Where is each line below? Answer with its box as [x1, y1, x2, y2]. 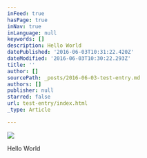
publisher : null [7, 87, 54, 94]
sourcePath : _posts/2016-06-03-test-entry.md [7, 74, 140, 81]
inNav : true [7, 23, 41, 30]
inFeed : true [7, 10, 45, 17]
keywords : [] [7, 36, 45, 43]
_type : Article [7, 106, 51, 113]
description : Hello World [7, 42, 81, 49]
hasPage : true [7, 17, 48, 23]
